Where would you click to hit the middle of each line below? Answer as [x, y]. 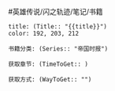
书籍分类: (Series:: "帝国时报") [58, 49]
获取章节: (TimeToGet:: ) [48, 64]
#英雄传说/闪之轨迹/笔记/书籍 [56, 11]
